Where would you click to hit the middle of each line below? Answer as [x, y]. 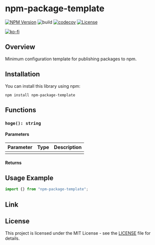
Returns [13, 163]
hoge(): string [23, 123]
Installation [22, 74]
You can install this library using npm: [43, 86]
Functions [21, 110]
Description [68, 147]
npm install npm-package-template [40, 95]
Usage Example [29, 178]
